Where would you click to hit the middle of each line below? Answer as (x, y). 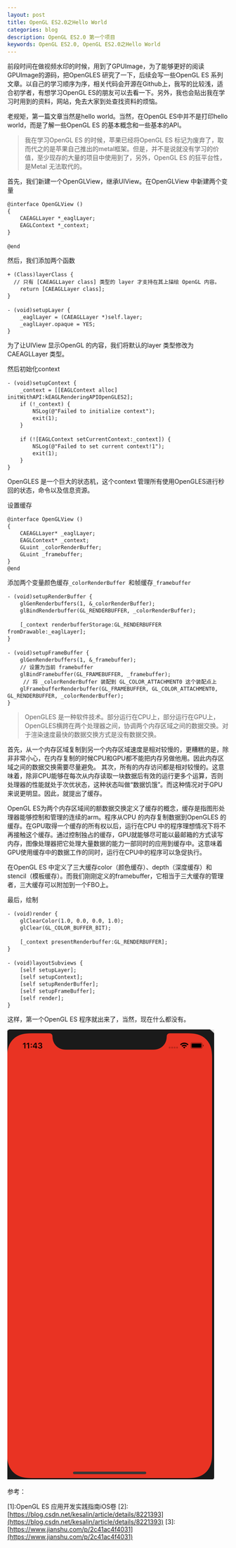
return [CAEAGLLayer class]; (63, 289)
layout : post (26, 15)
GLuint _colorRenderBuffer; (61, 548)
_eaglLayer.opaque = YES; (58, 324)
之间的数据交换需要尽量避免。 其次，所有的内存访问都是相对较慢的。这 (116, 767)
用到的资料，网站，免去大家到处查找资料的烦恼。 (90, 101)
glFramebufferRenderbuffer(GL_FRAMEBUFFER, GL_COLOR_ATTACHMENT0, (119, 689)
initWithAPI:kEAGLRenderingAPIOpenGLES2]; (70, 397)
